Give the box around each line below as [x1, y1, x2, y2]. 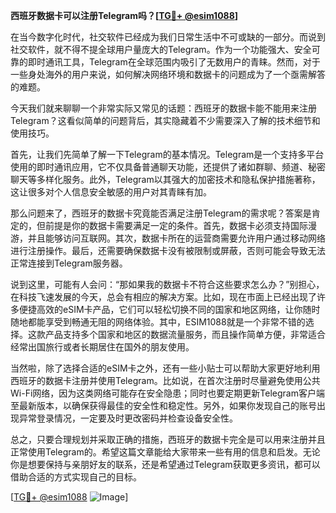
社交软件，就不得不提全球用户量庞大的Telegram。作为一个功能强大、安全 [10, 44, 312, 55]
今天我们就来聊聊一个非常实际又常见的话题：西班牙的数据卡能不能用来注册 [10, 102, 317, 114]
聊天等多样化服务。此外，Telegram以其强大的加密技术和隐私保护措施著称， [10, 174, 321, 185]
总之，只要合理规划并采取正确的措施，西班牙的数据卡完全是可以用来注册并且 [10, 434, 326, 445]
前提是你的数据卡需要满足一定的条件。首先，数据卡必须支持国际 [44, 220, 308, 231]
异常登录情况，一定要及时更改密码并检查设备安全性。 [18, 412, 238, 424]
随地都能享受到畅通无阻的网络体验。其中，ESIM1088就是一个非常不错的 [10, 316, 306, 328]
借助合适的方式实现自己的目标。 [10, 471, 142, 483]
